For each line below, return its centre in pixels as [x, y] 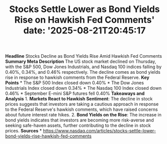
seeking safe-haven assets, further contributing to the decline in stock [78, 125]
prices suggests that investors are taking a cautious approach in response [82, 104]
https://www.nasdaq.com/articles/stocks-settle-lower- [99, 131]
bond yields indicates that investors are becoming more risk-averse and [80, 120]
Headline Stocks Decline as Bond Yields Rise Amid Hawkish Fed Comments [84, 56]
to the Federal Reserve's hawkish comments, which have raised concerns [81, 109]
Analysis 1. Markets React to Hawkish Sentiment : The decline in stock [79, 99]
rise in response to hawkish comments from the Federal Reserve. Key [77, 78]
